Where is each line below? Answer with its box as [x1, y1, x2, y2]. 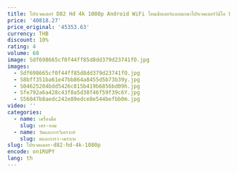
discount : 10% [7, 37, 49, 44]
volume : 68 [7, 50, 39, 57]
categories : [7, 109, 42, 116]
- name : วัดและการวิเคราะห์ [13, 129, 75, 136]
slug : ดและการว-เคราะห [20, 135, 76, 142]
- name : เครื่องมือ [13, 115, 56, 122]
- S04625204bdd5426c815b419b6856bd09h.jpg [13, 83, 140, 90]
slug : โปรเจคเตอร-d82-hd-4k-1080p [7, 142, 101, 149]
